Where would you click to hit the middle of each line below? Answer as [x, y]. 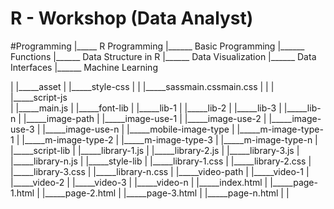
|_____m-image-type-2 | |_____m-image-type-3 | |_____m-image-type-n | [169, 139]
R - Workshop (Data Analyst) [132, 18]
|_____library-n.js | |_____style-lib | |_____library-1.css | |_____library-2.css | [161, 161]
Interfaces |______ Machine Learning [84, 67]
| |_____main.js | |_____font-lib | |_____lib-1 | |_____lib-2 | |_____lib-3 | [146, 108]
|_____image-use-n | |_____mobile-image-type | [138, 129]
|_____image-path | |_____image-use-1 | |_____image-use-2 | [145, 118]
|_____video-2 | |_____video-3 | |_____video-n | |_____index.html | [139, 182]
